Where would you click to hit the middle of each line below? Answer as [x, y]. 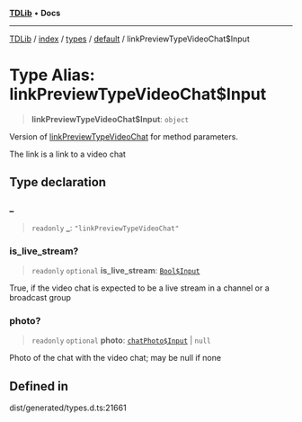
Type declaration [58, 182]
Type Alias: [53, 75]
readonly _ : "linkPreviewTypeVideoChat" [105, 228]
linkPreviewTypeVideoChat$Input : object [110, 119]
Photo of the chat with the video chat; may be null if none [115, 358]
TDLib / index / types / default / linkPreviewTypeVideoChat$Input [129, 39]
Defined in [39, 386]
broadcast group [40, 297]
